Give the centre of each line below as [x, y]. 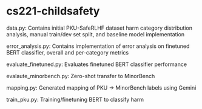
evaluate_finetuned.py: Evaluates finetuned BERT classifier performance [96, 64]
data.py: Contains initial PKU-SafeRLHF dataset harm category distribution [99, 28]
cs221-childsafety [53, 11]
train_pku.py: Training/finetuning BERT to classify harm [75, 99]
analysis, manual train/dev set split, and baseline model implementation [96, 34]
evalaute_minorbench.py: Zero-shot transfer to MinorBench [81, 76]
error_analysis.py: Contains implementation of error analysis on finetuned [98, 46]
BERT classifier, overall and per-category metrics [68, 52]
